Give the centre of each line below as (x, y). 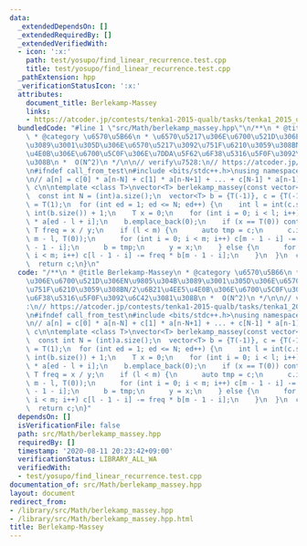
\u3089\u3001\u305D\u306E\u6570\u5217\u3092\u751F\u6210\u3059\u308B (161, 145)
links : (38, 111)
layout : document (42, 493)
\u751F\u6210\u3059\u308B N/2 (81, 289)
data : (20, 18)
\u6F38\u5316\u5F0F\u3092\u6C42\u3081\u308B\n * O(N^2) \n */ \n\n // (159, 298)
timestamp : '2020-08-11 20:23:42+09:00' (95, 451)
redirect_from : (38, 502)
